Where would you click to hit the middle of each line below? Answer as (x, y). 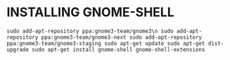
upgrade (18, 49)
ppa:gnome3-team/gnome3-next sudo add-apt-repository (121, 37)
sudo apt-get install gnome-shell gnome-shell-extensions (119, 49)
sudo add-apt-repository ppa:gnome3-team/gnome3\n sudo (90, 31)
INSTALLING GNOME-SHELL (90, 12)
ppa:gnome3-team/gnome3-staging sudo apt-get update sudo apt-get (106, 43)
